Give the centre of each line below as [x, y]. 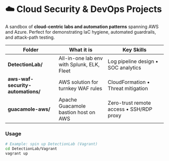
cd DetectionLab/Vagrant [31, 149]
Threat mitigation [128, 88]
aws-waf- [21, 79]
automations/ [24, 92]
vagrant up [17, 153]
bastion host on [77, 112]
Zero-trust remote [130, 103]
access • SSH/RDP [130, 109]
